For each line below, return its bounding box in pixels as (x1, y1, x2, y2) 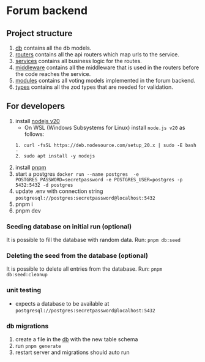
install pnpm (15, 164, 47, 171)
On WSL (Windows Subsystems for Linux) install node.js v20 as (24, 124, 185, 131)
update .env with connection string (15, 187, 103, 195)
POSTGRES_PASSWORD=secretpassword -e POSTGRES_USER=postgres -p (15, 176, 183, 183)
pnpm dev (15, 206, 41, 214)
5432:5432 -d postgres (15, 182, 73, 188)
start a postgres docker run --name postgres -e (15, 170, 140, 178)
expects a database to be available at (15, 300, 110, 307)
